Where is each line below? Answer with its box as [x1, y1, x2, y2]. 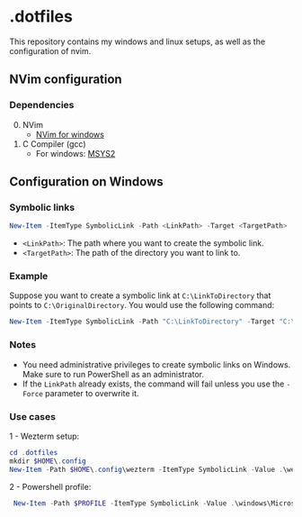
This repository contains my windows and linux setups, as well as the [9, 36, 266, 47]
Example [9, 270, 49, 283]
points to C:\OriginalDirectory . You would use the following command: [9, 300, 275, 311]
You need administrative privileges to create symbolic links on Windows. [22, 358, 291, 370]
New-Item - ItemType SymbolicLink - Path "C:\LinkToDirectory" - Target [9, 317, 276, 326]
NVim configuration [9, 72, 123, 87]
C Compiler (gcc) [22, 138, 87, 150]
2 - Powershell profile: [9, 481, 92, 492]
